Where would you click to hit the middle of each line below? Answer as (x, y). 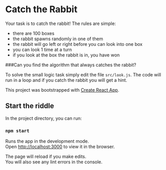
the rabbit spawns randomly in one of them (58, 39)
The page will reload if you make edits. (46, 157)
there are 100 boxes (33, 33)
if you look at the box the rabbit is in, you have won (66, 55)
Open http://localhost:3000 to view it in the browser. (60, 147)
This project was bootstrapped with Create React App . (62, 90)
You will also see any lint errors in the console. (54, 162)
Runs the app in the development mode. (47, 141)
